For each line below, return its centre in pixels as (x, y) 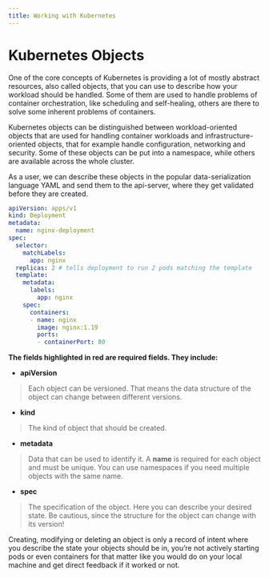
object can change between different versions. (105, 397)
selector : (32, 245)
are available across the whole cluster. (71, 161)
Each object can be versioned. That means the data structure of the (139, 388)
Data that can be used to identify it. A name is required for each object (144, 459)
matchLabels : (44, 253)
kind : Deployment (37, 216)
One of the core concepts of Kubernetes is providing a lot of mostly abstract (134, 78)
